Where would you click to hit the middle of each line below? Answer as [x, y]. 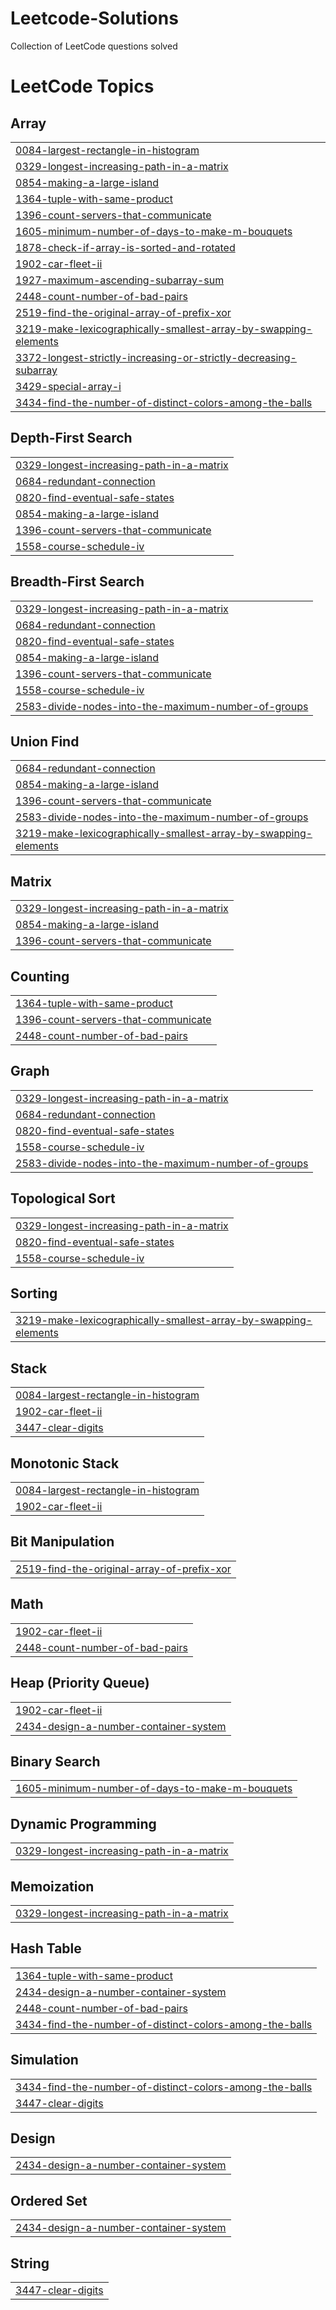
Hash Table [46, 1948]
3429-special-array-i [68, 386]
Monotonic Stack [65, 1463]
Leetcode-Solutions [94, 18]
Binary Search [55, 1761]
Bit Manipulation [62, 1542]
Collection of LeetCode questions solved [94, 46]
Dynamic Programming [83, 1823]
